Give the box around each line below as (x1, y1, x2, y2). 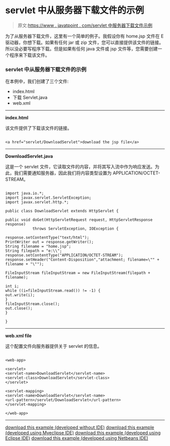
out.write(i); (5, 293, 35, 298)
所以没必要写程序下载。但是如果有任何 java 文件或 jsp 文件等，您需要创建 (5, 46, 158, 52)
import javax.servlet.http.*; (5, 200, 69, 205)
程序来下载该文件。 (9, 52, 50, 58)
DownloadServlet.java (5, 153, 53, 159)
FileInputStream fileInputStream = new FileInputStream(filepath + (5, 271, 151, 276)
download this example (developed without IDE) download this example (5, 424, 154, 430)
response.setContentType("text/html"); (5, 235, 90, 240)
